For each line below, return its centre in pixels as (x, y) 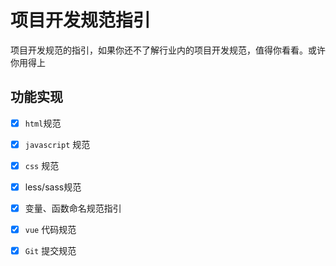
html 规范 (43, 123)
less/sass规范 (53, 187)
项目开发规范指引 (81, 20)
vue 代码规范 (50, 230)
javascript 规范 (57, 144)
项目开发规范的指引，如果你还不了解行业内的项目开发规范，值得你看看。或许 (168, 50)
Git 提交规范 (50, 251)
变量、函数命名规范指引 (73, 208)
